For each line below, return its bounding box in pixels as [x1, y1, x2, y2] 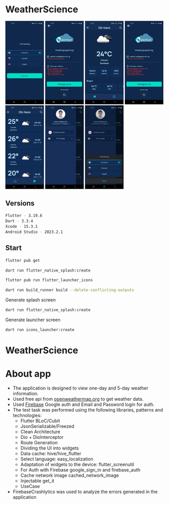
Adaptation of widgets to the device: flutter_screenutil [20, 461, 135, 468]
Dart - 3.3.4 [5, 219, 33, 224]
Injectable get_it [20, 478, 54, 484]
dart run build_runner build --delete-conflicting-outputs [5, 287, 135, 293]
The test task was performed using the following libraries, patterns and [12, 407, 163, 413]
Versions [5, 199, 35, 207]
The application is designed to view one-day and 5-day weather [12, 385, 149, 391]
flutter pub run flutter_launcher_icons [5, 278, 93, 283]
